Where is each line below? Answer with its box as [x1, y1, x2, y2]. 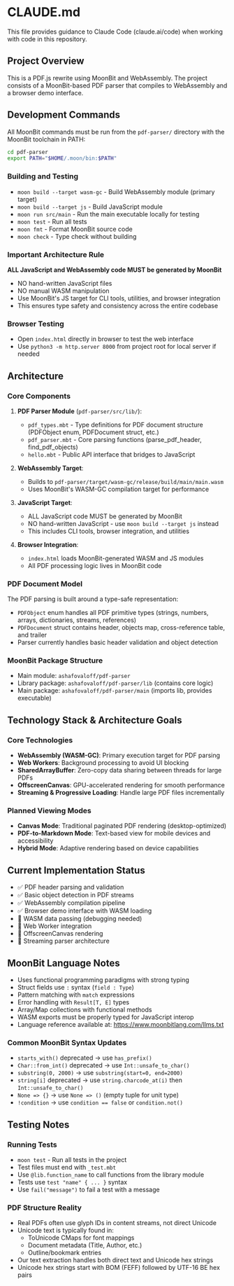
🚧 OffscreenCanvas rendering [17, 929, 103, 938]
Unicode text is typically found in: [17, 1226, 114, 1235]
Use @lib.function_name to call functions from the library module [17, 1170, 205, 1179]
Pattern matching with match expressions [17, 990, 135, 999]
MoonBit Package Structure [7, 656, 103, 665]
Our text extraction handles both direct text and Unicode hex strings [17, 1256, 214, 1264]
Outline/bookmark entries [27, 1248, 102, 1257]
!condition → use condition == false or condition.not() [17, 1098, 184, 1107]
